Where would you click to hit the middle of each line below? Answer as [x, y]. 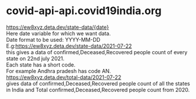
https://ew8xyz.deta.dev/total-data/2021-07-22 [64, 77]
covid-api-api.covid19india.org [84, 11]
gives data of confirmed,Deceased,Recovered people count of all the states [98, 83]
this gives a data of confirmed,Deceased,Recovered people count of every [97, 52]
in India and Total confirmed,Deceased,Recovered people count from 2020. [98, 90]
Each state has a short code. [41, 65]
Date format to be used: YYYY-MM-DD [53, 39]
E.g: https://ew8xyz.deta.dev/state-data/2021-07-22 [69, 46]
